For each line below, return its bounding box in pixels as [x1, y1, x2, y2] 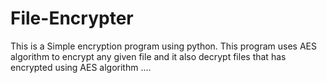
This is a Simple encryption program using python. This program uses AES [10, 40, 317, 52]
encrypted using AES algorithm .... [10, 61, 152, 73]
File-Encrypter [10, 7, 134, 30]
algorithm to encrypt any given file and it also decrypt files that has [10, 50, 287, 62]
